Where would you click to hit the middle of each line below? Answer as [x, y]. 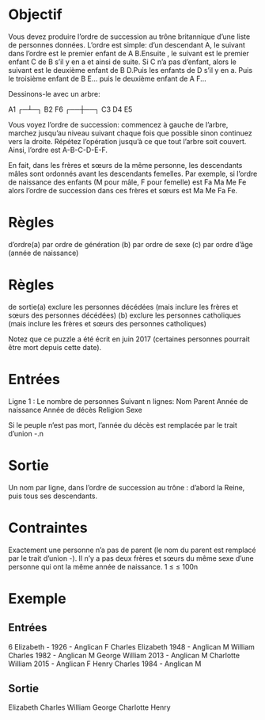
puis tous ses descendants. [53, 496]
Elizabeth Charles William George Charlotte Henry [90, 707]
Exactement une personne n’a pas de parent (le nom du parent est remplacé [132, 550]
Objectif [35, 15]
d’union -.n [26, 433]
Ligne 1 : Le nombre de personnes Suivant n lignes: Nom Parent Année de [128, 401]
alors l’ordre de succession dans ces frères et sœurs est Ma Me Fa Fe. [123, 190]
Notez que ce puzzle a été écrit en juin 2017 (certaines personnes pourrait [129, 339]
